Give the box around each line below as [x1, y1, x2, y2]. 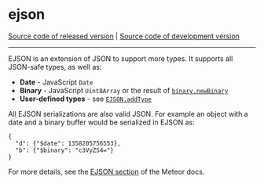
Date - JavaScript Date [19, 77, 93, 87]
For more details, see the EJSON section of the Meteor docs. [8, 167, 205, 176]
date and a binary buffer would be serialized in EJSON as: [8, 117, 195, 127]
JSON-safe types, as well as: [8, 62, 102, 71]
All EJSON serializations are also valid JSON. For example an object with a [8, 109, 249, 118]
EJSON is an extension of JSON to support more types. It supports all [8, 53, 233, 63]
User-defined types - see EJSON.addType [19, 94, 152, 103]
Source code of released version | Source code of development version [8, 31, 240, 41]
